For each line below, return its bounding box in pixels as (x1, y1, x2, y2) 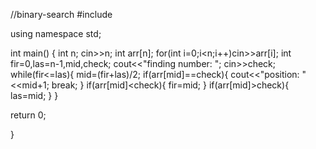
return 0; (10, 109, 47, 121)
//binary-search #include (10, 9, 113, 20)
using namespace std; (10, 28, 102, 39)
